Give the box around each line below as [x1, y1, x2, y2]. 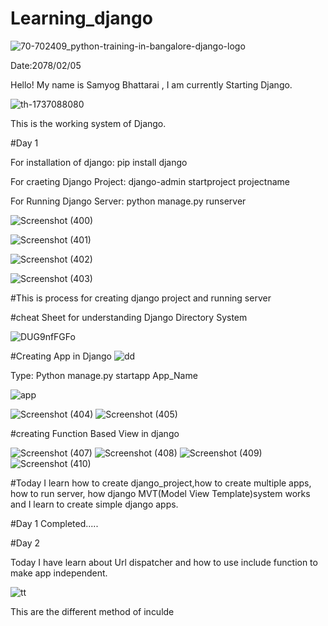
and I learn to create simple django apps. [10, 498, 179, 510]
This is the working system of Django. [10, 117, 167, 129]
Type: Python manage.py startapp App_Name [10, 369, 198, 381]
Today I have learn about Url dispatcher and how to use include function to [10, 556, 318, 568]
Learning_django [10, 7, 153, 30]
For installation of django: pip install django [10, 156, 188, 168]
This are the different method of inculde [10, 605, 175, 617]
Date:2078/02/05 [10, 59, 82, 71]
